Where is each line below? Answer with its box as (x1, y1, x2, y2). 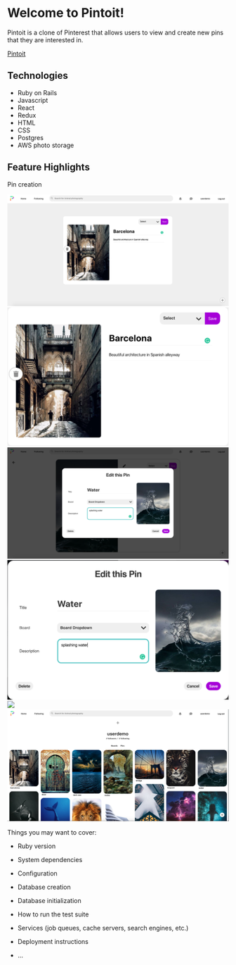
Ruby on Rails (17, 88, 58, 96)
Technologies (7, 70, 69, 82)
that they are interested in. (7, 35, 84, 44)
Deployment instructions (17, 938, 89, 946)
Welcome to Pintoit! (7, 5, 124, 21)
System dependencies (17, 856, 83, 864)
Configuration (17, 869, 58, 878)
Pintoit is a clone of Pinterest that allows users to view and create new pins (7, 28, 224, 37)
